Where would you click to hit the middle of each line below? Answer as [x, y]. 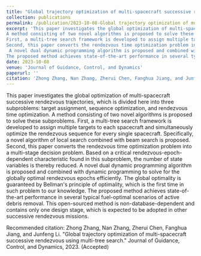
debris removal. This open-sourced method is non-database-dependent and [100, 203]
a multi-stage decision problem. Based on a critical [69, 153]
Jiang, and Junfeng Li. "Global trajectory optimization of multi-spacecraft [96, 234]
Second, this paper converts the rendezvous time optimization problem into [99, 147]
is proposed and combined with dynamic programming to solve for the [93, 172]
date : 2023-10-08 [28, 62]
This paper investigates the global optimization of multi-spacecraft [88, 96]
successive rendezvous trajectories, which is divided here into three [90, 102]
